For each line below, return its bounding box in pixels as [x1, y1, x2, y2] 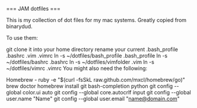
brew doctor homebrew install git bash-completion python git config [6, 82, 173, 90]
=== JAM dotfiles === [6, 5, 61, 12]
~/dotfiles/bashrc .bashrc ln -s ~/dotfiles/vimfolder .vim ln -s [6, 59, 154, 65]
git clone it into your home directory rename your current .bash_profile [6, 46, 178, 53]
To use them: [6, 34, 39, 41]
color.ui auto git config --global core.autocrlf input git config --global [23, 89, 191, 96]
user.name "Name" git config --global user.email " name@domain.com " [6, 95, 180, 102]
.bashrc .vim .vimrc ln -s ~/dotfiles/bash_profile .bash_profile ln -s [6, 52, 168, 59]
